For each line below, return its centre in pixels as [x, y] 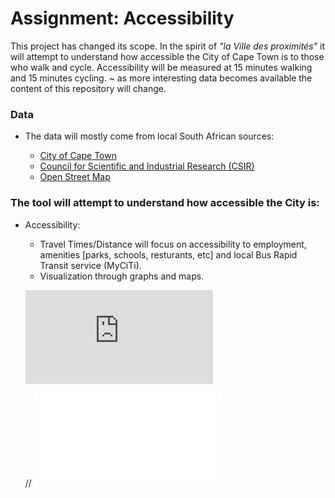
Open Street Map [75, 177]
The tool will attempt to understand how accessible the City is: [165, 203]
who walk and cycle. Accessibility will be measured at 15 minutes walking [161, 67]
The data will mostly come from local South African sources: [149, 136]
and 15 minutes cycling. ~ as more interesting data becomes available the [161, 78]
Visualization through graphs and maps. [122, 276]
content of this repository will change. [88, 88]
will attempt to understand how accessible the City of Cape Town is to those [167, 56]
